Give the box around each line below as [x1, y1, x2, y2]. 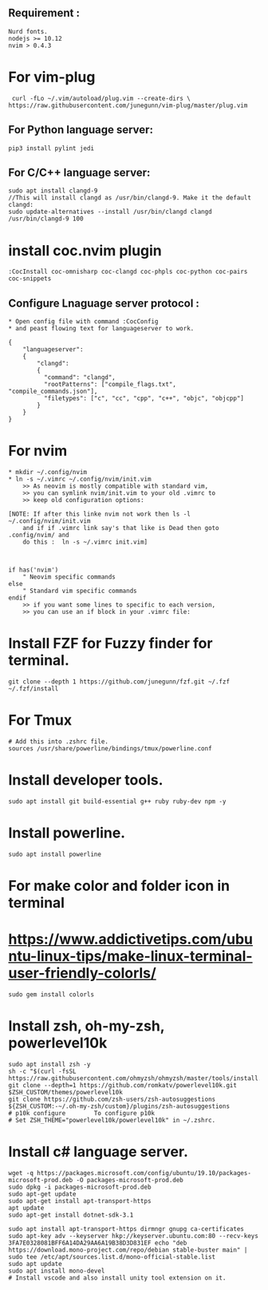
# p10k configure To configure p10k [8, 1109, 156, 1117]
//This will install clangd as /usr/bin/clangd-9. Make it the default [8, 194, 251, 202]
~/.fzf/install [8, 685, 59, 693]
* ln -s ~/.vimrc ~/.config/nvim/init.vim [8, 475, 152, 484]
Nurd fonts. [8, 27, 48, 35]
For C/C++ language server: [8, 165, 151, 179]
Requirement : [8, 6, 81, 20]
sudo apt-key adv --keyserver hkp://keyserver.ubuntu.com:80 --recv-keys [8, 1232, 259, 1240]
